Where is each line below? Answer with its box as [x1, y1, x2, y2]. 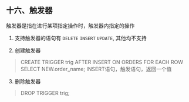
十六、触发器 [6, 5, 53, 16]
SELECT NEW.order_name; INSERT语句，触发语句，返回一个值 [20, 65, 172, 72]
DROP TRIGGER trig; [20, 89, 70, 96]
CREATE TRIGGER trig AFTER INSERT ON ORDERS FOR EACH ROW [20, 58, 184, 65]
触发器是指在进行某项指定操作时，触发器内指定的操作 [6, 22, 135, 29]
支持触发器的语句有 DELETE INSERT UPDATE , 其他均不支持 [14, 34, 147, 41]
